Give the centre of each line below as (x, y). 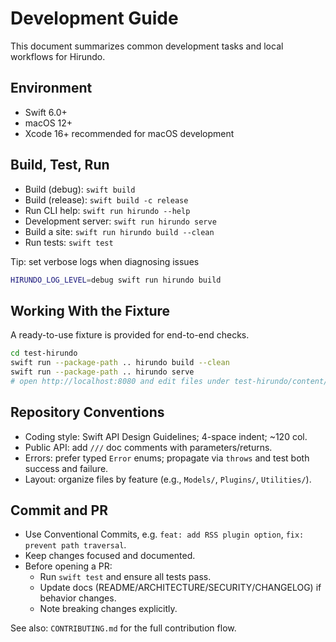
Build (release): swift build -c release (106, 199)
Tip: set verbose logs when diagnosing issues (105, 261)
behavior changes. (78, 598)
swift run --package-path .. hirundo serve (102, 372)
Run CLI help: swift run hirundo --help (107, 210)
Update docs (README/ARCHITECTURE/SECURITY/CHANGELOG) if (180, 588)
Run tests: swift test (69, 242)
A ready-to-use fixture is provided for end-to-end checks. (130, 335)
